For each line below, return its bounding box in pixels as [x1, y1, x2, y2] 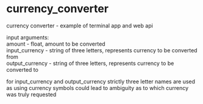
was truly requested [6, 91, 57, 98]
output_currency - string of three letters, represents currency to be [6, 60, 174, 67]
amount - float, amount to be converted [6, 40, 105, 47]
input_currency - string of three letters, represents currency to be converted [6, 46, 198, 54]
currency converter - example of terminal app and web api [6, 22, 154, 29]
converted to [6, 66, 38, 73]
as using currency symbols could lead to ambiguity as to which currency [6, 84, 189, 91]
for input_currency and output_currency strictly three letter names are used [6, 78, 196, 85]
